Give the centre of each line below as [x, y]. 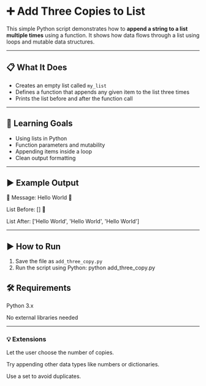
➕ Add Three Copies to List [76, 11]
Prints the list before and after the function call [74, 98]
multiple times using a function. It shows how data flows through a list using [103, 35]
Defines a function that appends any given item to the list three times [102, 92]
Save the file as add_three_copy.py [59, 261]
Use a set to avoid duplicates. [44, 376]
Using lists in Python [41, 138]
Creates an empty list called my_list [61, 85]
